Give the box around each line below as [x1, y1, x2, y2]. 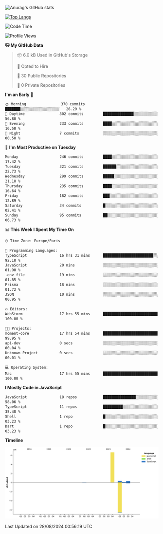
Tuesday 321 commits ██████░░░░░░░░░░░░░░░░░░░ [5, 164, 158, 169]
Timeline [5, 438, 23, 443]
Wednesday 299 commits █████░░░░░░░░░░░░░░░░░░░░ [5, 174, 158, 179]
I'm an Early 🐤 [5, 92, 34, 97]
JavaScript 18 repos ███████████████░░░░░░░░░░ [5, 395, 158, 400]
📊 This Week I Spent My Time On [5, 227, 74, 232]
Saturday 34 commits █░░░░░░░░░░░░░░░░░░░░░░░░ [5, 203, 158, 208]
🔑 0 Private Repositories [17, 82, 66, 88]
